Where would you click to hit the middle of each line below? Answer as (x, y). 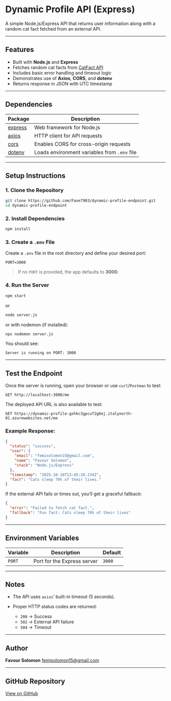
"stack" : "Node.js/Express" (44, 465)
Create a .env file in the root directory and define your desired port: (76, 253)
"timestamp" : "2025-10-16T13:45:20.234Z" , (55, 475)
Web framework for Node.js (67, 127)
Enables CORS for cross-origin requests (82, 144)
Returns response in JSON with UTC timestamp (62, 84)
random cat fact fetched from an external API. (53, 29)
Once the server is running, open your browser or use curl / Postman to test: (83, 386)
